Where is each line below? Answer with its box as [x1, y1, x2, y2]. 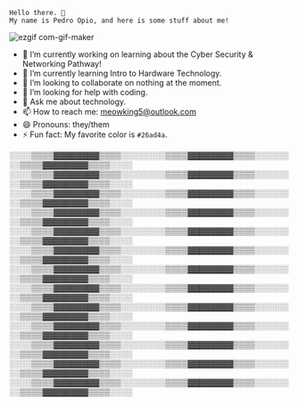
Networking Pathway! [21, 59, 102, 69]
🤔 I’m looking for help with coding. [21, 87, 148, 97]
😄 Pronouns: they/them [21, 119, 110, 129]
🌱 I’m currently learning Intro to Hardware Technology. [21, 68, 222, 78]
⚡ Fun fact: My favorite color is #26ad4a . [21, 129, 168, 140]
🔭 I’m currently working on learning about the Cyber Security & [21, 49, 253, 60]
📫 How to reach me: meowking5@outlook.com [21, 107, 196, 117]
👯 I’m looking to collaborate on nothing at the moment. [21, 77, 222, 88]
